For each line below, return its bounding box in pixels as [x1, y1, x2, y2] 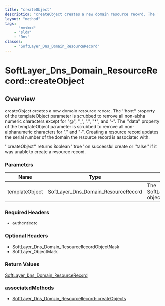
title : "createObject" [5, 7, 52, 12]
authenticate [12, 220, 38, 226]
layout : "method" [5, 16, 41, 21]
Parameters [5, 161, 33, 167]
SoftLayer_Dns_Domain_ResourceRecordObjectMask [12, 244, 119, 250]
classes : [5, 39, 23, 44]
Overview [5, 95, 36, 103]
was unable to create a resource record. [5, 148, 86, 155]
